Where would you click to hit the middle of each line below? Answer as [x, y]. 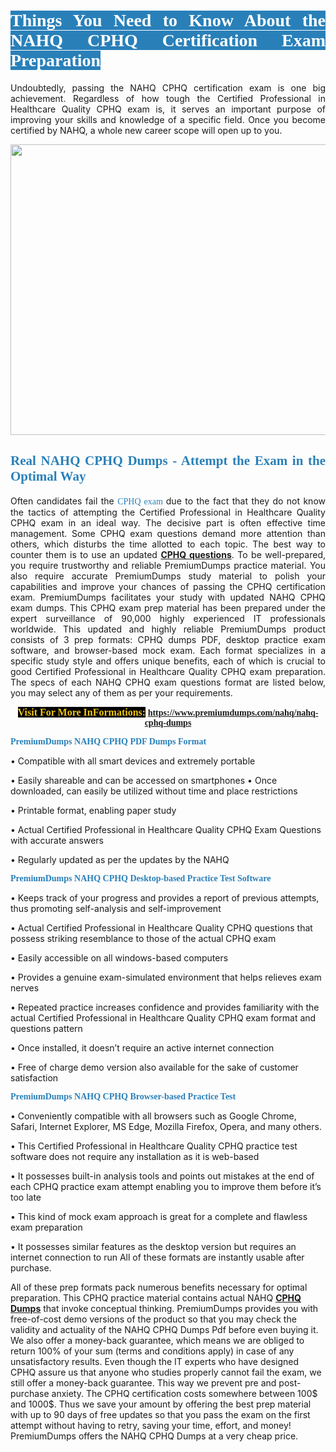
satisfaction [34, 1077]
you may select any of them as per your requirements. [121, 692]
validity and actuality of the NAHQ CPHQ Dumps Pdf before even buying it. [164, 1329]
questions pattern [46, 1028]
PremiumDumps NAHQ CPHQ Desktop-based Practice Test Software [141, 878]
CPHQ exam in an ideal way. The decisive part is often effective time [168, 522]
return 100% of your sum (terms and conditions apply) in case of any [152, 1351]
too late [26, 1197]
